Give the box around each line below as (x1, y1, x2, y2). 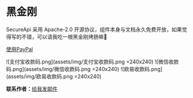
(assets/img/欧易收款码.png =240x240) (6, 73, 101, 80)
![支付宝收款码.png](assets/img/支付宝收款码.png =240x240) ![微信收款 (6, 58, 179, 65)
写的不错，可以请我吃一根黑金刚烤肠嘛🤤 (11, 33, 107, 40)
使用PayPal (6, 45, 33, 53)
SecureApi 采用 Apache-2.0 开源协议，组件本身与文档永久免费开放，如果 (6, 26, 182, 33)
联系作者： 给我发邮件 (6, 85, 57, 92)
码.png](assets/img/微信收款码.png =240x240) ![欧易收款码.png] (6, 65, 163, 72)
